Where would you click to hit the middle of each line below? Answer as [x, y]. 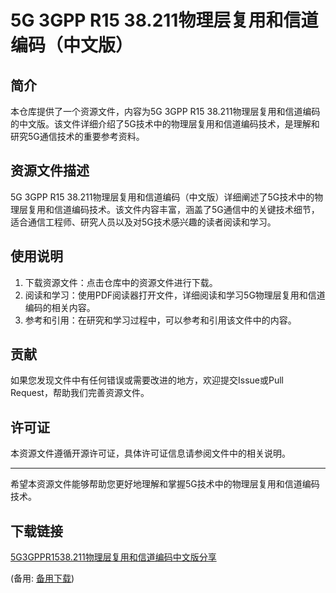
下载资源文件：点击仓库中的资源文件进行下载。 [121, 282]
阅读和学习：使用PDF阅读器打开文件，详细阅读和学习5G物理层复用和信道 [175, 295]
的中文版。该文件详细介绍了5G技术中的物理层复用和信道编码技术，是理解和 [165, 124]
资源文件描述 [50, 171]
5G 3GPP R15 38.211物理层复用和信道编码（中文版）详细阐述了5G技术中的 [162, 197]
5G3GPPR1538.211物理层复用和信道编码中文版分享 [113, 557]
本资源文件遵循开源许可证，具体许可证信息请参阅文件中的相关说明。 [150, 453]
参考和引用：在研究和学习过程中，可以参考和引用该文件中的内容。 [160, 320]
